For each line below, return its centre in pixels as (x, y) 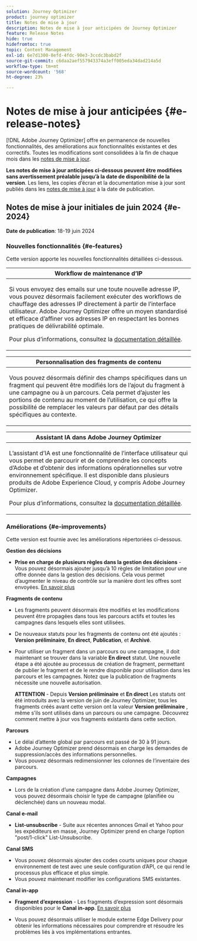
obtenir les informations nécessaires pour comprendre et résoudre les (99, 926)
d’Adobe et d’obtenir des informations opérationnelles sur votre (96, 468)
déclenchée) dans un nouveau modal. (60, 802)
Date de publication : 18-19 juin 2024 (50, 231)
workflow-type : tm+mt (33, 66)
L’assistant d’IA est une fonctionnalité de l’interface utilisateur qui (98, 453)
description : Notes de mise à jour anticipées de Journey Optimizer (91, 28)
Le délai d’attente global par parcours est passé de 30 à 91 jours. (93, 742)
